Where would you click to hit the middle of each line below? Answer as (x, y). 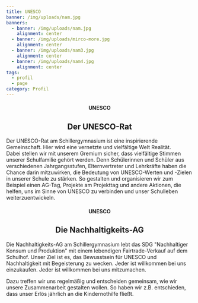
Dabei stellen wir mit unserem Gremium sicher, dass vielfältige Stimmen (94, 154)
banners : (17, 23)
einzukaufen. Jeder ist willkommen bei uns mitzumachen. (76, 269)
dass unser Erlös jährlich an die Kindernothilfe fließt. (70, 293)
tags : (13, 72)
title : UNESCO (24, 12)
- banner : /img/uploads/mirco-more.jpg (61, 39)
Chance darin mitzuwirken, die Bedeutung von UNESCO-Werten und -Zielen (99, 172)
